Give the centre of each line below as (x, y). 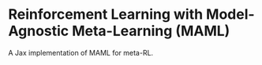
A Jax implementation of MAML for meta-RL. (81, 52)
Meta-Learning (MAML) (151, 31)
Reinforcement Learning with (106, 14)
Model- (230, 14)
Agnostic (39, 31)
